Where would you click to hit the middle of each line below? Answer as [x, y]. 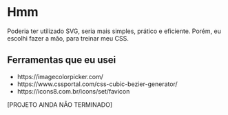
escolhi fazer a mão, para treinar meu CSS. [68, 38]
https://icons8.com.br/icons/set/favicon [73, 91]
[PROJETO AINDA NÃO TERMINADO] [60, 105]
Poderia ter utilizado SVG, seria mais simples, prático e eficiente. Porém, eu [114, 31]
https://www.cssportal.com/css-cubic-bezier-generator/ [97, 84]
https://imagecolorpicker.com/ [60, 76]
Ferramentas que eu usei [62, 60]
